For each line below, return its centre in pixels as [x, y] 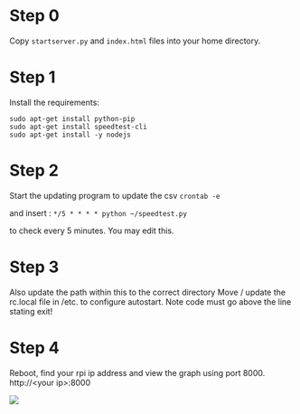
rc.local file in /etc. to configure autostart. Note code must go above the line [150, 301]
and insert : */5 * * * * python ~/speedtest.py [98, 212]
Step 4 [35, 348]
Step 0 [35, 16]
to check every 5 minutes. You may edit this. [92, 231]
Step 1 [33, 77]
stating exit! [31, 311]
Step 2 [34, 170]
